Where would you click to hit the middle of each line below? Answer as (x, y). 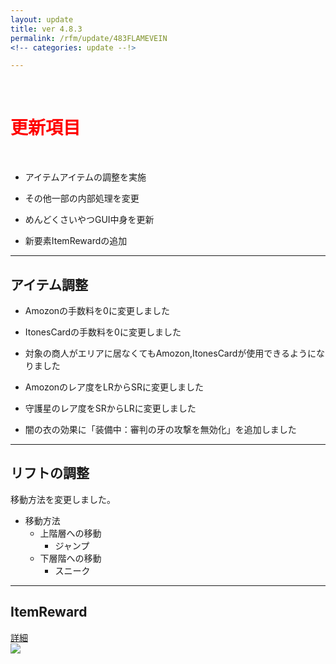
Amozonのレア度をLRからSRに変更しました (114, 387)
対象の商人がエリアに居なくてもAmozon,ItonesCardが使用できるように (170, 353)
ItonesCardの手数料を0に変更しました (103, 332)
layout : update (42, 19)
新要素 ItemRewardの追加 (76, 241)
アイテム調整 (49, 284)
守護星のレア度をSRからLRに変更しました (110, 408)
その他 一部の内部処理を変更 (82, 198)
